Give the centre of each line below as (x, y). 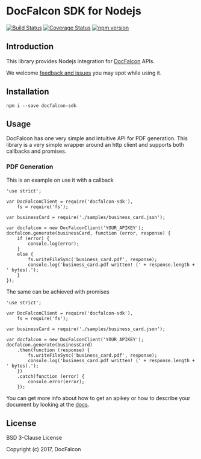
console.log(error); (54, 244)
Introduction (30, 47)
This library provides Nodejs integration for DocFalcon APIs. (81, 61)
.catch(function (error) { (51, 376)
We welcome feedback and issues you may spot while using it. (84, 73)
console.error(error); (56, 381)
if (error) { (33, 238)
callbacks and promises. (36, 151)
